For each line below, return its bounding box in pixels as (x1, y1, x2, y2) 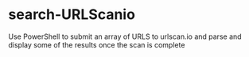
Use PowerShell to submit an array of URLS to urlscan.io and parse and (8, 32, 242, 41)
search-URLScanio (8, 6, 135, 24)
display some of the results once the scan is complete (8, 40, 185, 49)
